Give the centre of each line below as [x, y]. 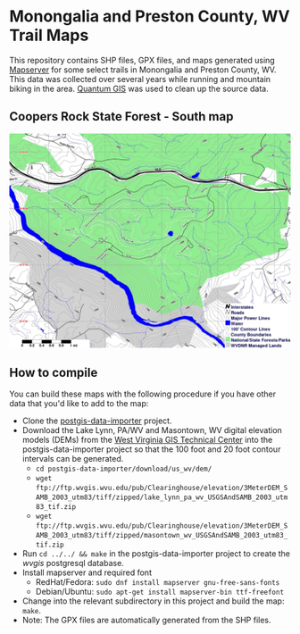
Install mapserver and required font [87, 572]
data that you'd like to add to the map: [79, 404]
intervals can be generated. [73, 459]
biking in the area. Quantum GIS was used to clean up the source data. [139, 88]
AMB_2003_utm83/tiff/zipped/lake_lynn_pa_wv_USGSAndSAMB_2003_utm [162, 497]
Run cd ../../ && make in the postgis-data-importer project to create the [156, 554]
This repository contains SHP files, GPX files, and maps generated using [142, 60]
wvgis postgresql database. [73, 563]
